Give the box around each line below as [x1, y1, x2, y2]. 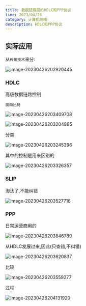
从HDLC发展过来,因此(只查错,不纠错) [5, 243, 81, 249]
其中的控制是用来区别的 [5, 152, 54, 158]
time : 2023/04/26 [5, 12, 42, 17]
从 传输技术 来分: [5, 57, 36, 63]
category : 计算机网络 [5, 17, 47, 22]
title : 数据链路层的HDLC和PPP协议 [5, 7, 72, 13]
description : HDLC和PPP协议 [5, 21, 63, 27]
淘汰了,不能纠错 [5, 187, 38, 193]
